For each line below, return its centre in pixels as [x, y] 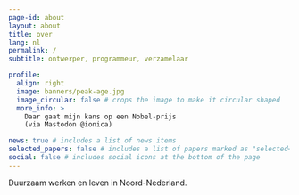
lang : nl [25, 42]
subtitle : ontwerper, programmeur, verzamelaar [99, 59]
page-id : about [37, 17]
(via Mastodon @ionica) [69, 125]
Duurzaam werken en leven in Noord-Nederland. [98, 183]
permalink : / [33, 51]
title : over [30, 34]
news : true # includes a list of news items [92, 141]
